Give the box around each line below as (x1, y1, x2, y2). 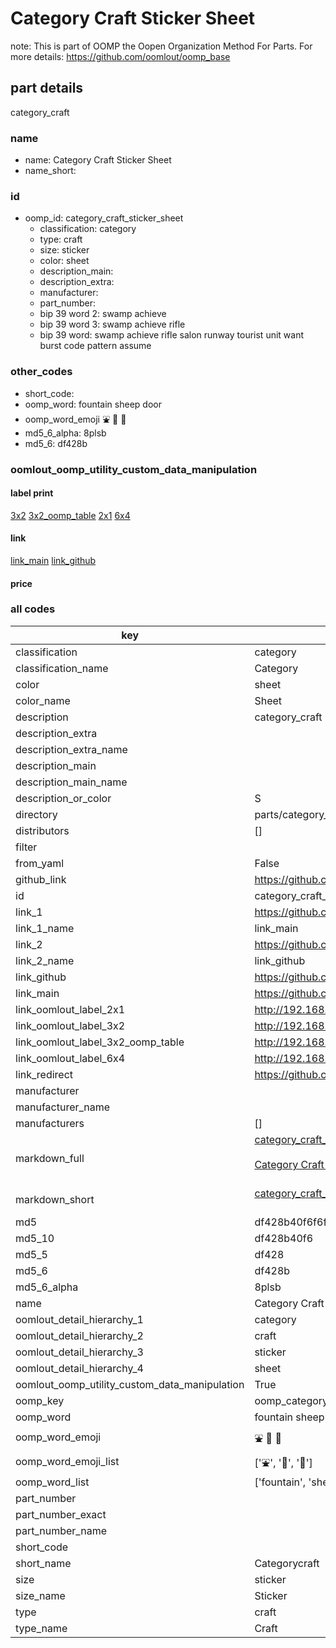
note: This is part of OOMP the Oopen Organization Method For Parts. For (10, 40, 313, 52)
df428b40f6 (254, 1231, 314, 1245)
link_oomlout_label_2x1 (15, 1002, 126, 1016)
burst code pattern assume (39, 340, 152, 352)
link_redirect (15, 1067, 74, 1081)
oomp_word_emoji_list (15, 1455, 120, 1469)
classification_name (15, 661, 109, 675)
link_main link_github (10, 554, 97, 566)
